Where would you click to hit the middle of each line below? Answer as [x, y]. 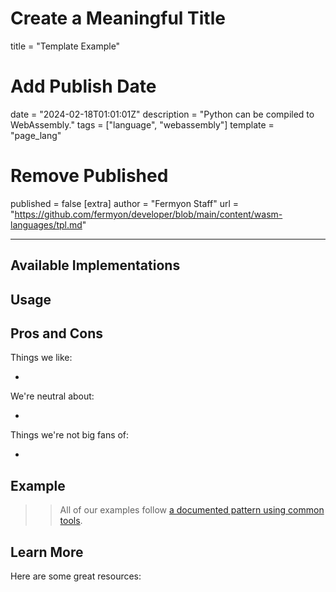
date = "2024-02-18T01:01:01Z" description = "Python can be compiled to [162, 114]
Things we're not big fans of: [70, 435]
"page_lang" [36, 135]
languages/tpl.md [46, 224]
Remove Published [89, 176]
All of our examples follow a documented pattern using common [192, 510]
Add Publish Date [83, 86]
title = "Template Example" [65, 46]
